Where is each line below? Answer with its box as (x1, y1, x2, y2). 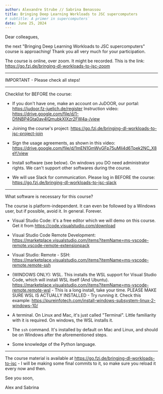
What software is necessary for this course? (5, 194, 94, 199)
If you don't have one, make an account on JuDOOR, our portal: (12, 101, 139, 107)
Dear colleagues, (5, 34, 39, 40)
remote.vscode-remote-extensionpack (12, 243, 90, 249)
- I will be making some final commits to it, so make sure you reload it (17, 360, 156, 366)
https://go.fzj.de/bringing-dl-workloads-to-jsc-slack (12, 179, 117, 185)
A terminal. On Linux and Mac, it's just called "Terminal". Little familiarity (12, 312, 156, 318)
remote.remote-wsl (12, 287, 51, 293)
